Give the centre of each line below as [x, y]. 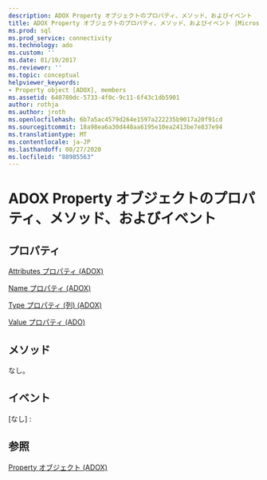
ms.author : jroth [37, 113]
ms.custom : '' [32, 53]
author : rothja [33, 105]
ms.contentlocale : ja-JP [49, 142]
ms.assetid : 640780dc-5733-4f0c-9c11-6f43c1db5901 [94, 97]
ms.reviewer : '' [35, 68]
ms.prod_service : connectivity [60, 38]
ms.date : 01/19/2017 [43, 61]
